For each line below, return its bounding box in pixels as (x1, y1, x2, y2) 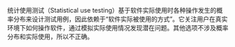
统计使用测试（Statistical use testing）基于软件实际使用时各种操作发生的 (7, 6, 217, 14)
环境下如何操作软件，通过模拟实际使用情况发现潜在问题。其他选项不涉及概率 (7, 24, 229, 32)
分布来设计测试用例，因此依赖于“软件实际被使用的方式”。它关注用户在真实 (13, 15, 228, 23)
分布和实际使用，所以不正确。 (7, 32, 93, 41)
